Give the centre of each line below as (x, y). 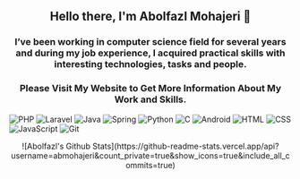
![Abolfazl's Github (56, 146)
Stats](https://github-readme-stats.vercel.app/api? (186, 146)
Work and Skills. (150, 99)
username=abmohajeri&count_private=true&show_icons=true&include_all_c (150, 155)
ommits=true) (150, 165)
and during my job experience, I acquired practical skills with (150, 53)
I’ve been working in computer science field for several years (150, 42)
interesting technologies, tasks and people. (150, 64)
